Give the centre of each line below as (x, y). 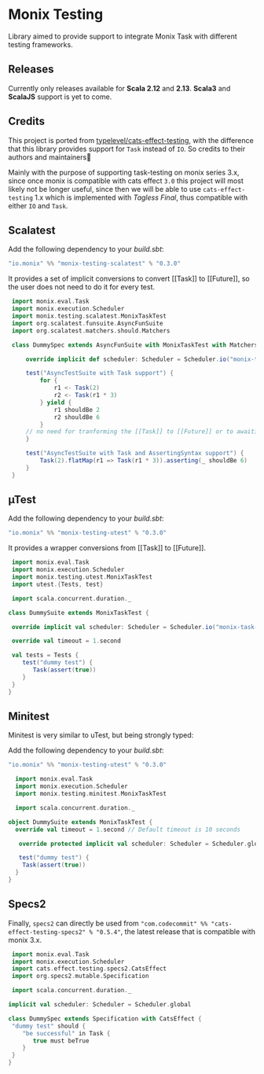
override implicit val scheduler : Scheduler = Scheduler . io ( (114, 627)
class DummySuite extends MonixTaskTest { (79, 612)
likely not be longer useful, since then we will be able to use (105, 189)
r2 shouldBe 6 (77, 417)
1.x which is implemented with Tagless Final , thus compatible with (141, 197)
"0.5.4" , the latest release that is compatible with (175, 931)
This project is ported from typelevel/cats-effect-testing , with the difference (131, 140)
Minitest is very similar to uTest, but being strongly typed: (101, 735)
